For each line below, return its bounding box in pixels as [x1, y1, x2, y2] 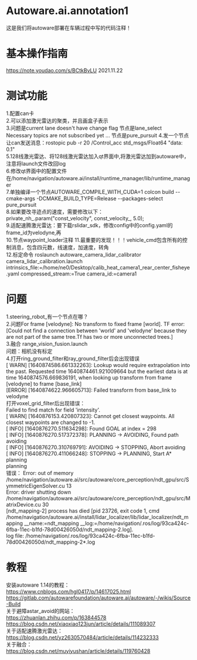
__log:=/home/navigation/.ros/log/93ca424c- [80, 520, 189, 527]
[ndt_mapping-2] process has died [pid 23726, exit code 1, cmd [6, 507, 160, 514]
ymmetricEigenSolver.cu [6, 482, 66, 489]
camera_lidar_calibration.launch [6, 257, 83, 265]
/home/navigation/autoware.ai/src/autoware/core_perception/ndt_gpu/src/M [6, 494, 191, 501]
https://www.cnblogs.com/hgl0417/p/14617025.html [6, 588, 131, 595]
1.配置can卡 [6, 110, 34, 117]
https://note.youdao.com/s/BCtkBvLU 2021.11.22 [6, 66, 123, 74]
